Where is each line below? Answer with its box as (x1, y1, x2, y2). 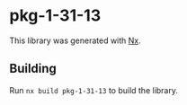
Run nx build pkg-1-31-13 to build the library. (9, 84, 178, 95)
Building (9, 61, 57, 76)
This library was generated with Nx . (9, 35, 141, 46)
